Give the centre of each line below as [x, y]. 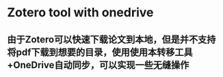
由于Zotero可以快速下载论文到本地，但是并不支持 [112, 39]
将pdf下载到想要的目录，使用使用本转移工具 [100, 52]
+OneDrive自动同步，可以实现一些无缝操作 [98, 65]
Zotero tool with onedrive [80, 13]
